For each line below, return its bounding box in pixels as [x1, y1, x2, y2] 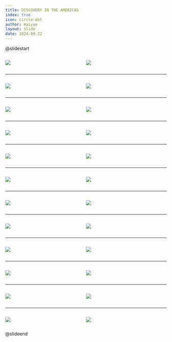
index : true [5, 12, 31, 17]
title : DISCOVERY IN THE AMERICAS [5, 7, 79, 13]
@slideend [5, 331, 28, 337]
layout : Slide [5, 27, 36, 32]
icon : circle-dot [5, 17, 42, 22]
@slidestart [5, 46, 30, 51]
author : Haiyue [5, 22, 38, 27]
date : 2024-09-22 [5, 31, 42, 36]
